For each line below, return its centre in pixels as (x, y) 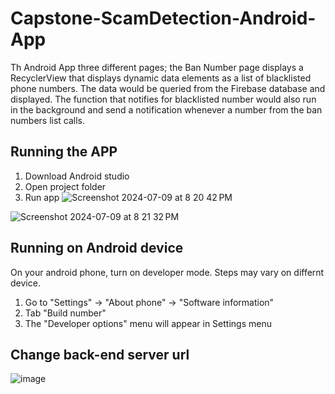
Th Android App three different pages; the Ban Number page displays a (157, 67)
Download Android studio (77, 176)
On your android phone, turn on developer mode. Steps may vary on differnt (167, 272)
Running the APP (64, 152)
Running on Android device (97, 248)
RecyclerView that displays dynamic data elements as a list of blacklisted (161, 78)
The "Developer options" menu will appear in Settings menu (148, 323)
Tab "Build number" (65, 313)
